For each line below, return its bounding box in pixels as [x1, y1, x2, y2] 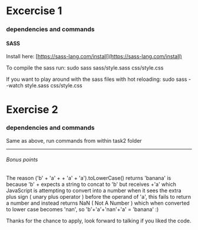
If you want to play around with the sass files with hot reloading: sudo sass [6, 75, 187, 83]
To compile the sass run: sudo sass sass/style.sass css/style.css [6, 64, 164, 71]
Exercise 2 [6, 103, 58, 116]
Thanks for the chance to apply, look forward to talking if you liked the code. [6, 217, 192, 224]
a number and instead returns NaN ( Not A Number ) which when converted [6, 199, 190, 206]
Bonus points [6, 156, 38, 163]
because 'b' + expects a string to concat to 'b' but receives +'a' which [6, 181, 177, 188]
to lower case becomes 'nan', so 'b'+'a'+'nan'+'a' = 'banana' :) [6, 206, 159, 213]
